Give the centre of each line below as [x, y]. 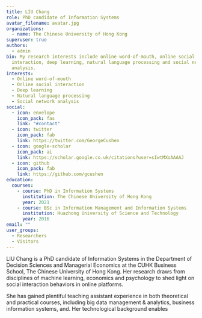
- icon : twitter [32, 129]
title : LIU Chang [28, 12]
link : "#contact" [39, 124]
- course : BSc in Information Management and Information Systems [102, 208]
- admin [21, 51]
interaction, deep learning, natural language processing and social [100, 62]
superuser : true [26, 40]
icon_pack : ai [35, 152]
